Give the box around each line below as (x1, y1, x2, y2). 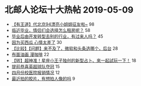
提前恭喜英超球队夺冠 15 (11, 63, 60, 69)
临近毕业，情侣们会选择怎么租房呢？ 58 (11, 27, 91, 33)
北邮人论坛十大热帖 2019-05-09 (4, 4, 134, 15)
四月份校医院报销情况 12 (11, 70, 60, 75)
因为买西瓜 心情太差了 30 (11, 39, 63, 45)
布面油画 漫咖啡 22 (11, 51, 49, 57)
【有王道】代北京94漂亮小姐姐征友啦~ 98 (11, 21, 95, 27)
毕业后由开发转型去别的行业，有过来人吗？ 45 (11, 33, 104, 39)
